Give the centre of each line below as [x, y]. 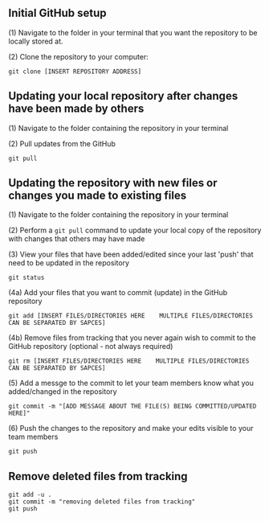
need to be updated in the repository [69, 263]
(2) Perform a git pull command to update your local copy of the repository [135, 230]
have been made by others [76, 109]
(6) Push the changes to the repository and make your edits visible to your [131, 429]
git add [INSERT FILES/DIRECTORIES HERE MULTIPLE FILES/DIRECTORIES [130, 316]
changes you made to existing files [98, 196]
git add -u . [30, 495]
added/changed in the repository [63, 392]
